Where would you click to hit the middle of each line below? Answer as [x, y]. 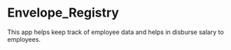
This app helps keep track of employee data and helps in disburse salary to [115, 32]
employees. [24, 39]
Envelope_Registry [63, 13]
